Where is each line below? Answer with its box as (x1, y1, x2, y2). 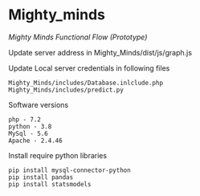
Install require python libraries (8, 150, 107, 160)
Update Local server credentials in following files (8, 63, 170, 73)
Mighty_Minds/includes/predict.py (8, 86, 124, 94)
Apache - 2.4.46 (8, 137, 63, 145)
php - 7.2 (8, 115, 42, 124)
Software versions (8, 100, 69, 109)
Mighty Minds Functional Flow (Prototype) (8, 32, 148, 42)
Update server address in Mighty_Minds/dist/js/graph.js (8, 47, 193, 57)
